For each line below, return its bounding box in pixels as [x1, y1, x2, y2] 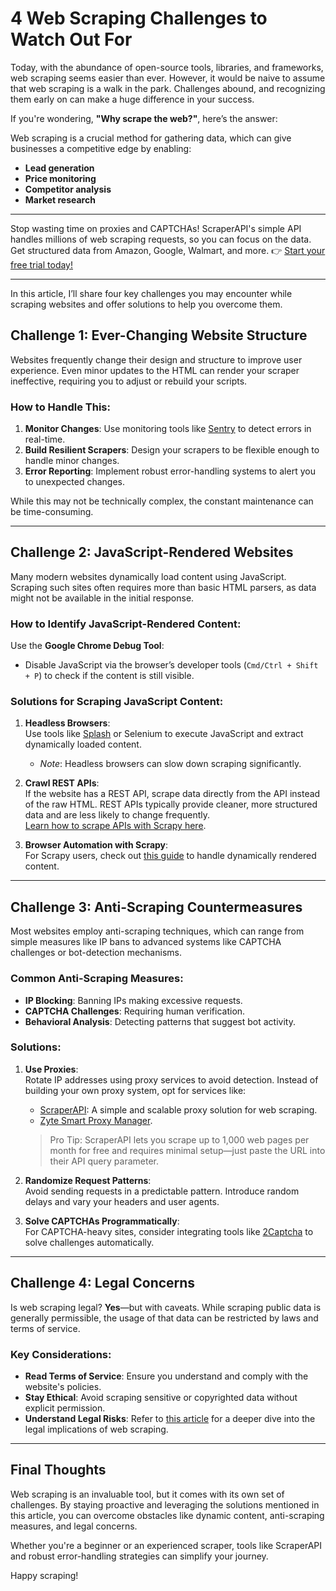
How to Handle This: [10, 400, 111, 414]
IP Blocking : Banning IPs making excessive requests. [24, 994, 243, 1006]
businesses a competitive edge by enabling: [10, 142, 192, 154]
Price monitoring [24, 172, 97, 184]
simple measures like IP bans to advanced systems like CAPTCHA [10, 936, 282, 948]
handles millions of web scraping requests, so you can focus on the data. [10, 233, 312, 245]
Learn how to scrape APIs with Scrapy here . [24, 820, 207, 832]
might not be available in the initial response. [10, 592, 195, 604]
